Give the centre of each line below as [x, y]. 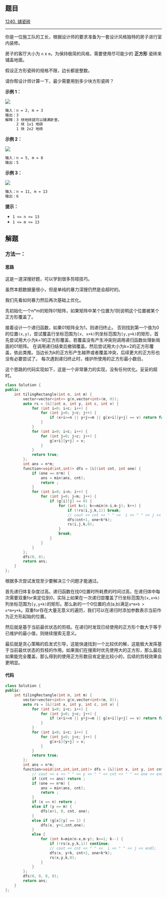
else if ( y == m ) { [52, 807]
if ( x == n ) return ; [54, 802]
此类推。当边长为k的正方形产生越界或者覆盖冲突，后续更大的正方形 [87, 352]
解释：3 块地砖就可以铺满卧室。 [33, 120]
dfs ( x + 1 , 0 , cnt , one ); [65, 811]
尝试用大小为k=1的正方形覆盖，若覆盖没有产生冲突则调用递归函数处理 [80, 340]
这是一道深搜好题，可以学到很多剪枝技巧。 [49, 279]
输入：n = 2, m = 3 [24, 110]
